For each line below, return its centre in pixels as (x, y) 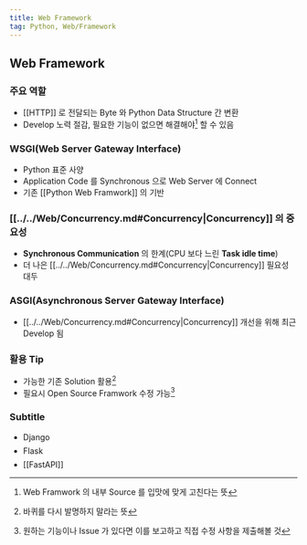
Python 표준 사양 (53, 170)
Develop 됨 (43, 333)
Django (36, 437)
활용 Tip (26, 359)
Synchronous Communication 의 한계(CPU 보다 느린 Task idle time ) (150, 254)
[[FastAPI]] (43, 464)
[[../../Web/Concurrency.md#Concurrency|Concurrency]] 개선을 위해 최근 (159, 321)
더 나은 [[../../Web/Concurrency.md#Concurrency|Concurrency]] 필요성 (156, 265)
